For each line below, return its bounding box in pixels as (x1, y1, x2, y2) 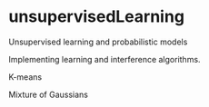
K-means (8, 71, 43, 83)
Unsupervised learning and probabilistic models (8, 36, 188, 47)
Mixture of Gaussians (8, 89, 88, 100)
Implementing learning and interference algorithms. (8, 53, 201, 64)
